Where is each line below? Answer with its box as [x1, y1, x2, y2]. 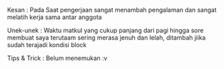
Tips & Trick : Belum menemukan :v [7, 54, 108, 62]
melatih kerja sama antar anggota [7, 13, 102, 21]
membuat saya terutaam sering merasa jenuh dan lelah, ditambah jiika [7, 33, 206, 42]
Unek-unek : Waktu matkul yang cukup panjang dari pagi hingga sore [7, 27, 204, 34]
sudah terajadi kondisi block [7, 41, 87, 49]
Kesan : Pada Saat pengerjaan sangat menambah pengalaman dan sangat [7, 6, 217, 14]
